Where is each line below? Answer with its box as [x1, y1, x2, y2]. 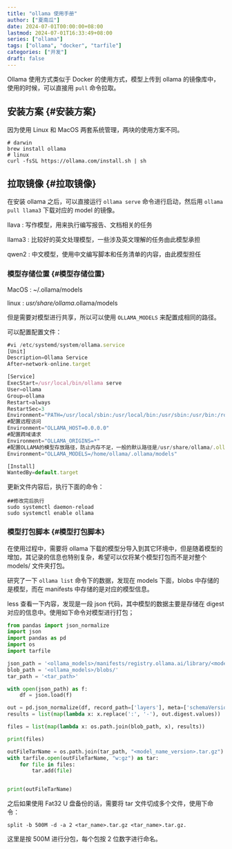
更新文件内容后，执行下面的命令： [7, 483, 104, 491]
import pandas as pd [7, 635, 67, 642]
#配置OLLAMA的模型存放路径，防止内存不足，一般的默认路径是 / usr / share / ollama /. [7, 444, 216, 451]
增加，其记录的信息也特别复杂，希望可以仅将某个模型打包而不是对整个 [7, 552, 207, 561]
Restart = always [7, 399, 51, 406]
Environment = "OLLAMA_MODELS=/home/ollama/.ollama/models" [7, 450, 177, 457]
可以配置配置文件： [7, 328, 62, 336]
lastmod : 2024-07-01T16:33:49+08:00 [7, 29, 113, 37]
